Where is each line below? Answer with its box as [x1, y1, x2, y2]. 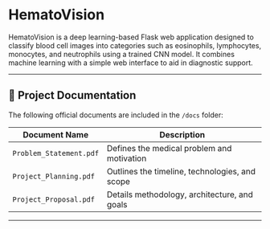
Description [159, 129, 206, 140]
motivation [106, 153, 147, 164]
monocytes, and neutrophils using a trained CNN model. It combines [8, 49, 235, 59]
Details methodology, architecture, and [106, 189, 253, 200]
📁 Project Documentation [8, 88, 137, 102]
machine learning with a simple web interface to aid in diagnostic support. [8, 58, 253, 67]
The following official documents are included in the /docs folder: [8, 110, 223, 120]
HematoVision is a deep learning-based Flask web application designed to [8, 32, 255, 42]
